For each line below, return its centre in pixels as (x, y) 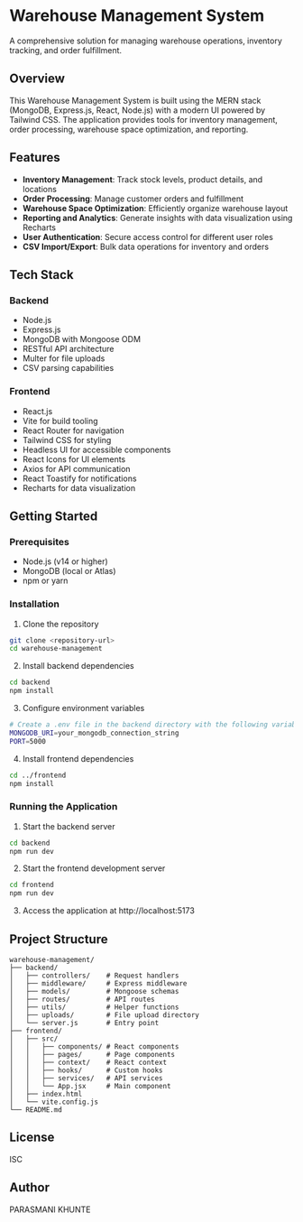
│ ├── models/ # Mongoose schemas (94, 992)
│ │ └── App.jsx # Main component (90, 1087)
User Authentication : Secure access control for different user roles (147, 236)
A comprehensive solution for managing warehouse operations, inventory (146, 41)
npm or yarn (45, 581)
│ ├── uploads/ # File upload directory (105, 1015)
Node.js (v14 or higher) (65, 561)
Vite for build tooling (60, 421)
